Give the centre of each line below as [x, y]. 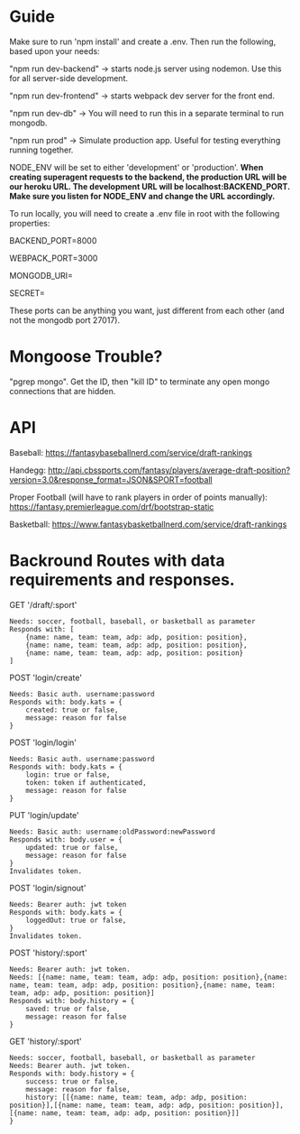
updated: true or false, [72, 847]
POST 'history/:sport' [48, 953]
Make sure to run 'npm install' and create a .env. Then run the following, [143, 41]
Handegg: [28, 470]
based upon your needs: [55, 51]
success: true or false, [72, 1081]
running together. [41, 150]
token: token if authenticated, [86, 782]
